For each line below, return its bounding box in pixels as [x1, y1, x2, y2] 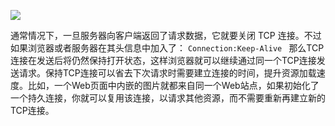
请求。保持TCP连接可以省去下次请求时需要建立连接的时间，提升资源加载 [18, 67, 317, 79]
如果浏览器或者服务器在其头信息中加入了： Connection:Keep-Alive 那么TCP [10, 42, 325, 54]
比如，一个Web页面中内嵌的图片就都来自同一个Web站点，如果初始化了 [27, 80, 320, 91]
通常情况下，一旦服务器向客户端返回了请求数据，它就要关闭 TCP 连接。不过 [10, 30, 322, 41]
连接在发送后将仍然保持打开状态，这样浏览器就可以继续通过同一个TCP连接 [10, 55, 317, 66]
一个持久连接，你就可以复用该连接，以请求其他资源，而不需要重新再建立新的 [10, 92, 326, 104]
